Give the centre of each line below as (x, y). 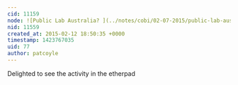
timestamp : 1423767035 (41, 40)
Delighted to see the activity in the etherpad (72, 73)
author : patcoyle (33, 54)
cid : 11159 (23, 14)
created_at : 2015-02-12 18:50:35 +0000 (66, 34)
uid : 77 (19, 47)
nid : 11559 (23, 27)
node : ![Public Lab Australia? (53, 21)
